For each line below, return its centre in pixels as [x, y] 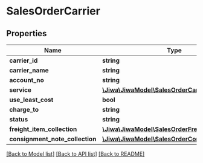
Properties [27, 34]
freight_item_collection [43, 129]
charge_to [24, 110]
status [19, 119]
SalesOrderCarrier [53, 11]
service [21, 90]
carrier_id [24, 60]
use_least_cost [31, 100]
